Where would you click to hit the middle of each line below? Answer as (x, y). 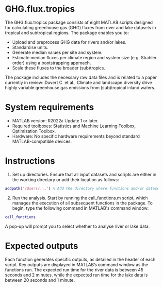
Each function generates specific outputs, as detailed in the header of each (80, 259)
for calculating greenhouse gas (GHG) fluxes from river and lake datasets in (81, 27)
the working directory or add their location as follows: (65, 179)
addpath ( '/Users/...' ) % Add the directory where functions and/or (75, 188)
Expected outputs (42, 246)
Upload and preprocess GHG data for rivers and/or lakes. (69, 42)
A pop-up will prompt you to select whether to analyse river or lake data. (77, 226)
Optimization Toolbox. (34, 131)
